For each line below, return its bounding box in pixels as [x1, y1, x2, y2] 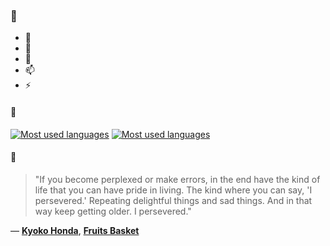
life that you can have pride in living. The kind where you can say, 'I [34, 184, 313, 196]
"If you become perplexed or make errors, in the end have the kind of [34, 173, 321, 185]
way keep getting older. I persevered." [34, 205, 192, 217]
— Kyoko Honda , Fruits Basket [10, 224, 140, 236]
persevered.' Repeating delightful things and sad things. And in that [34, 194, 313, 206]
